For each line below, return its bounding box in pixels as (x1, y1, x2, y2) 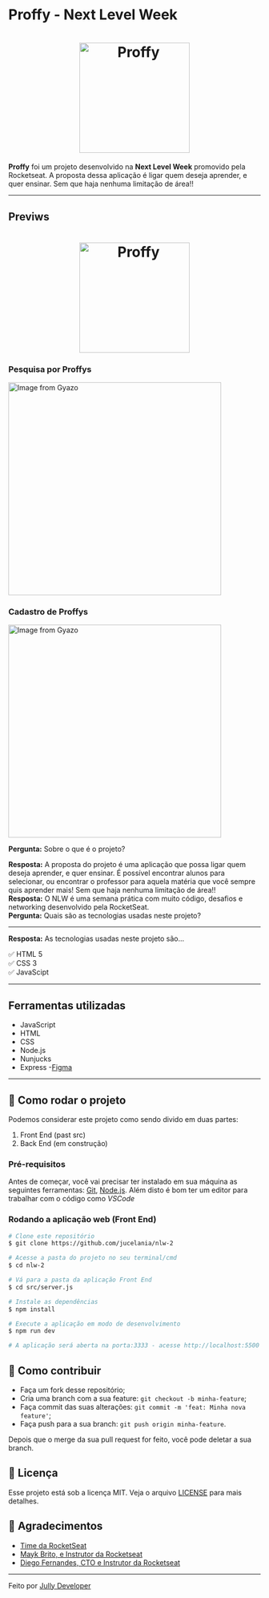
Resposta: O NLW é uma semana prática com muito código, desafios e (8, 894, 243, 903)
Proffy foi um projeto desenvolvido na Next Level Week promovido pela (8, 162, 246, 172)
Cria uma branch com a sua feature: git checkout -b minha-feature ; (19, 1393, 247, 1403)
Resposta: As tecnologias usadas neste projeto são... (8, 934, 185, 943)
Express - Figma (19, 1063, 73, 1072)
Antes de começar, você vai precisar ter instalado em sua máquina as (8, 1176, 238, 1187)
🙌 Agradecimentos (8, 1519, 103, 1533)
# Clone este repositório (8, 1232, 94, 1240)
